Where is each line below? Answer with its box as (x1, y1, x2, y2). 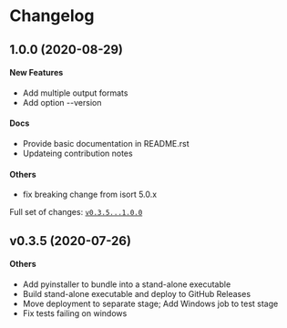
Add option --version (22, 97, 102, 108)
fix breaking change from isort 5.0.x (22, 189, 158, 200)
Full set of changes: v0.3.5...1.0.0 (9, 207, 143, 218)
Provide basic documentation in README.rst (22, 138, 190, 149)
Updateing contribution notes (22, 148, 134, 159)
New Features (9, 67, 64, 78)
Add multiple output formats (22, 87, 128, 98)
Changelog (9, 5, 95, 26)
